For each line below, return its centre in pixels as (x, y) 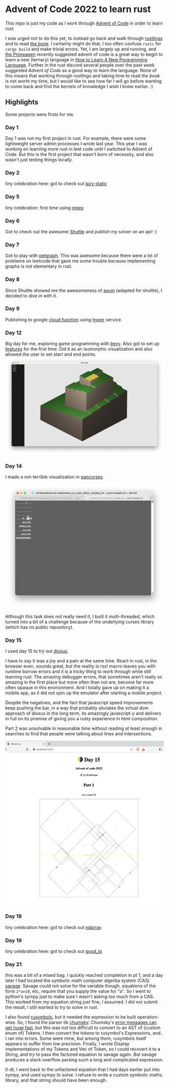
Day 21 (14, 964)
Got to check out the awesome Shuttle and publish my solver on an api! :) (81, 231)
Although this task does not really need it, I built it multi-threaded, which (80, 616)
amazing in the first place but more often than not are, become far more (79, 682)
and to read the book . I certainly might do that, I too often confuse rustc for (83, 43)
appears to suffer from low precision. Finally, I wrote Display (67, 1044)
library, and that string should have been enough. (56, 1080)
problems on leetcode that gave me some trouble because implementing (80, 261)
